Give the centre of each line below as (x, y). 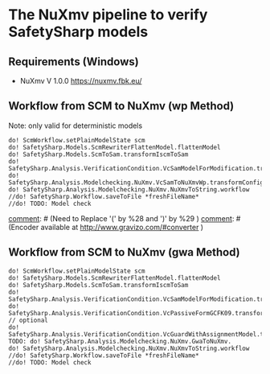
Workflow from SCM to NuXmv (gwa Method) (125, 252)
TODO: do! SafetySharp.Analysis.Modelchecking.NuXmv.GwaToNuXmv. (120, 341)
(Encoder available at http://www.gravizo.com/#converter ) (106, 227)
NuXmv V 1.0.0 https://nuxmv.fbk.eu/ (81, 81)
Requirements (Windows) (74, 62)
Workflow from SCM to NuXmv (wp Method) (121, 106)
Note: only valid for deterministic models (76, 125)
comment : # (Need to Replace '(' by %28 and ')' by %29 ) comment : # (125, 218)
